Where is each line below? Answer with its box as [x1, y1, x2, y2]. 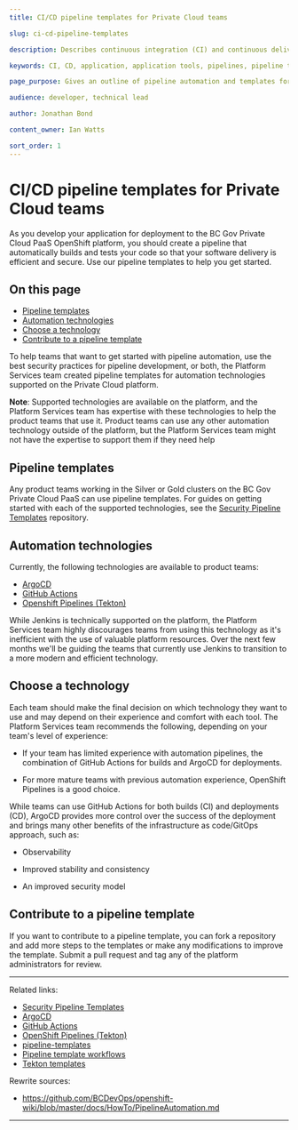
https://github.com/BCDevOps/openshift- [21, 1093, 174, 1103]
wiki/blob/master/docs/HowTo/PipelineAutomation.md [21, 1102, 220, 1112]
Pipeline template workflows [21, 1048, 126, 1059]
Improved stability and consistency [21, 863, 151, 874]
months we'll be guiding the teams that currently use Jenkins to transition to [9, 644, 287, 653]
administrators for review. [9, 958, 103, 969]
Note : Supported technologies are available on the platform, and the [9, 397, 258, 407]
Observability [21, 846, 72, 857]
